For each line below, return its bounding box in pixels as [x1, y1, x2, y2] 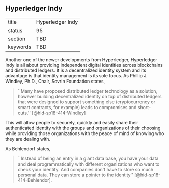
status [8, 26, 23, 34]
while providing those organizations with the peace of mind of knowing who [5, 130, 164, 137]
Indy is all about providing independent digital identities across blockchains [5, 62, 163, 68]
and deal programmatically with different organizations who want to [17, 160, 160, 167]
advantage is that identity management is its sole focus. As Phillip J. [5, 72, 148, 78]
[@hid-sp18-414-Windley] [32, 110, 86, 116]
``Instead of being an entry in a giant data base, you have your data [17, 155, 159, 162]
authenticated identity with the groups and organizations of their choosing [5, 125, 161, 131]
